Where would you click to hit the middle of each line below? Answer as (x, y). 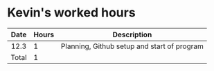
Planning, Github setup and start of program (133, 46)
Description (132, 34)
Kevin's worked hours (72, 13)
